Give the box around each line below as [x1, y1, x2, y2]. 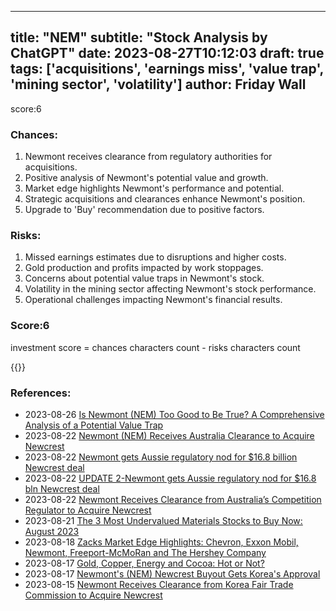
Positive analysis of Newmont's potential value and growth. [24, 172, 269, 184]
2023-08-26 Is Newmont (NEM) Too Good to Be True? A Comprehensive [24, 409, 325, 420]
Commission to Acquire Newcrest [24, 589, 163, 601]
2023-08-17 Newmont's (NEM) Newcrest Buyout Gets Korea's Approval [24, 568, 321, 580]
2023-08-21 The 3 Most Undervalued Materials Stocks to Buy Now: [24, 515, 303, 526]
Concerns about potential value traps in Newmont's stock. [24, 272, 265, 285]
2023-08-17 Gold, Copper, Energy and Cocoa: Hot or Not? [24, 557, 265, 569]
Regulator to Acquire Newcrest [24, 504, 152, 516]
